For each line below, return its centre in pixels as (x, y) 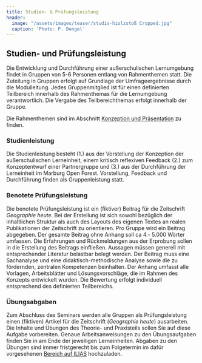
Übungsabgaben (32, 302)
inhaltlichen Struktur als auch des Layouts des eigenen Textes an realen (96, 222)
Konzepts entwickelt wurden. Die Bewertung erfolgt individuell (84, 279)
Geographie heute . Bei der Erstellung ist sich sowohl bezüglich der (89, 215)
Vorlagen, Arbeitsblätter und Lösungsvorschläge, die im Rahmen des (92, 273)
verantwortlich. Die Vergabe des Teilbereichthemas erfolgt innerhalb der (96, 100)
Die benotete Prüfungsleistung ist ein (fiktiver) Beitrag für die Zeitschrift (96, 209)
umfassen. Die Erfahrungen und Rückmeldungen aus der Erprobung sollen (99, 241)
